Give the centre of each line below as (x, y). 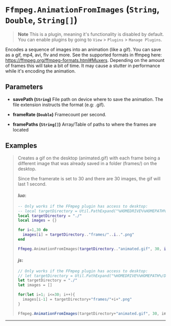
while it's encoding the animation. (40, 71)
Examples (21, 146)
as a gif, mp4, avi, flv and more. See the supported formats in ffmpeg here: (83, 55)
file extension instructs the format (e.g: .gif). (59, 105)
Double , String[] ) (41, 20)
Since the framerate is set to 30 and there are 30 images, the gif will (89, 178)
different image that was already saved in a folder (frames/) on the (87, 163)
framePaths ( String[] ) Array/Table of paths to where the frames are (84, 124)
